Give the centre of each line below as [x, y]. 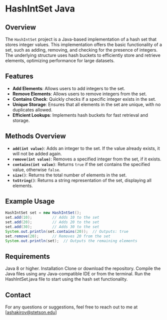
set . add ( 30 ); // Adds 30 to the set [52, 227]
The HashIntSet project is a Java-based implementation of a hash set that [81, 39]
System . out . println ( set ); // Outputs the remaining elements [71, 241]
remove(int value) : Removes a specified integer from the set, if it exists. [87, 159]
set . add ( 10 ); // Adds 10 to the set [52, 218]
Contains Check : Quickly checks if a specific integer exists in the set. [84, 99]
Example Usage [30, 201]
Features [19, 76]
